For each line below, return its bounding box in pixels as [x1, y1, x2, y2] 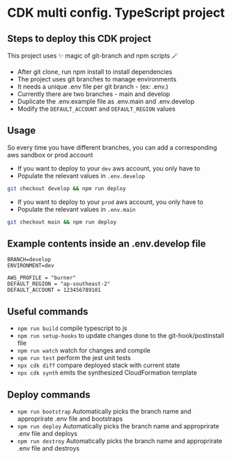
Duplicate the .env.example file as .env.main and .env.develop [17, 98, 195, 105]
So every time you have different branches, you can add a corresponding [7, 143, 217, 151]
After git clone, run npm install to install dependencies [17, 68, 173, 76]
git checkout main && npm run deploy [7, 218, 117, 226]
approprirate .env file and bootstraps [17, 414, 123, 423]
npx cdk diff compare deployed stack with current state [17, 361, 180, 370]
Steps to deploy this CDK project [7, 33, 152, 45]
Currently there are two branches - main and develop [17, 90, 171, 98]
